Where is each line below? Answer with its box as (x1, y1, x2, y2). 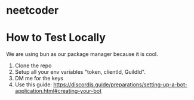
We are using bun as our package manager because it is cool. (6, 51, 158, 58)
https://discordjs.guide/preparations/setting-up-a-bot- (53, 81, 188, 88)
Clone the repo (14, 62, 52, 69)
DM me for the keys (14, 75, 64, 82)
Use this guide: (14, 81, 53, 88)
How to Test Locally (6, 31, 106, 45)
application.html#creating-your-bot (14, 87, 102, 95)
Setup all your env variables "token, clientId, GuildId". (14, 68, 146, 76)
